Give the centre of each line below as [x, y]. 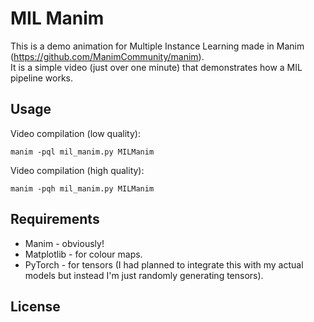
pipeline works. [42, 78]
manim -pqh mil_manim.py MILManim [82, 188]
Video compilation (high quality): [77, 170]
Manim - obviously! [64, 243]
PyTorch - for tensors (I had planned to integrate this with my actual [164, 264]
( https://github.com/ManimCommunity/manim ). [107, 56]
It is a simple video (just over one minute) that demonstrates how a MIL [156, 67]
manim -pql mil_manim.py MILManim [82, 152]
